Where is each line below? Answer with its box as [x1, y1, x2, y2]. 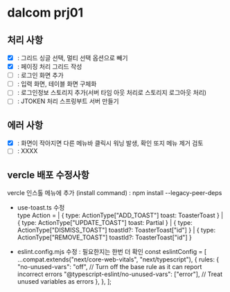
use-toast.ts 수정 [17, 203, 65, 212]
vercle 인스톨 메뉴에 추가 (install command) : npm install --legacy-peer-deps [7, 189, 222, 197]
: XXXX [17, 147, 38, 155]
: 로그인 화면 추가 [17, 71, 64, 80]
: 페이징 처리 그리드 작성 [17, 62, 82, 71]
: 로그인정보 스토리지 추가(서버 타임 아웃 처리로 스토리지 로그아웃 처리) [17, 89, 206, 97]
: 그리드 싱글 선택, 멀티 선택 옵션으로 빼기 [17, 54, 128, 62]
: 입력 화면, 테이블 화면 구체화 [17, 80, 97, 88]
